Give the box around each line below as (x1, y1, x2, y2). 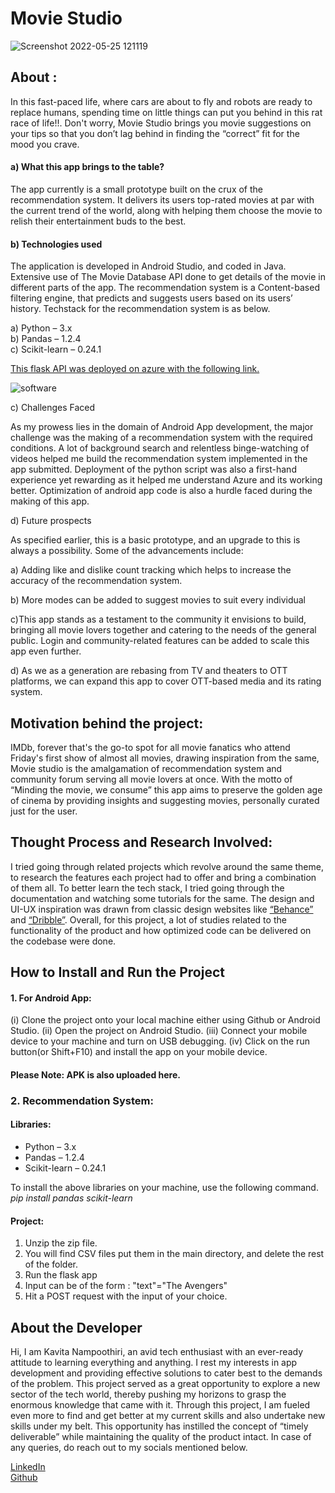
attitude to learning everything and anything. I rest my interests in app (10, 1357, 298, 1369)
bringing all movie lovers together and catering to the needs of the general (10, 624, 317, 636)
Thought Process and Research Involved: (10, 834, 273, 851)
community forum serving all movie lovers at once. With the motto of (10, 773, 293, 785)
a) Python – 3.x (10, 322, 73, 334)
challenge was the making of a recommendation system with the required (10, 432, 313, 444)
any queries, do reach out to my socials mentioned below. (10, 1442, 248, 1454)
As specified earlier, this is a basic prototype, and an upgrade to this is (10, 534, 301, 546)
